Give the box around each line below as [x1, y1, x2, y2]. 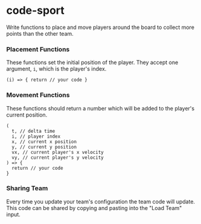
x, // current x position [11, 138, 77, 145]
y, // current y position [11, 144, 77, 150]
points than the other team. [6, 30, 74, 37]
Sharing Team [6, 184, 48, 193]
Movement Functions [6, 91, 70, 100]
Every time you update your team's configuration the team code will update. [6, 197, 195, 205]
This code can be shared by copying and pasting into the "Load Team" [6, 204, 182, 211]
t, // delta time [11, 128, 56, 134]
